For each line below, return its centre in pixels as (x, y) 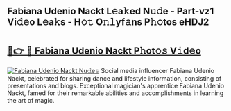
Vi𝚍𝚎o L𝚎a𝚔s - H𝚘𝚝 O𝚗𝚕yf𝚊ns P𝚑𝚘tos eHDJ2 (108, 22)
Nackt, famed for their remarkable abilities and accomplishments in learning (115, 93)
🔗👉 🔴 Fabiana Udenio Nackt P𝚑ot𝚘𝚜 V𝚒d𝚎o (104, 51)
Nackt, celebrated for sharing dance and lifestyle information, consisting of (114, 78)
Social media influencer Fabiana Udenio (158, 71)
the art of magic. (31, 100)
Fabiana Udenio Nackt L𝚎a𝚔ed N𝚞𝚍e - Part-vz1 (111, 11)
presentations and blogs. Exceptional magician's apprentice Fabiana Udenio (115, 86)
